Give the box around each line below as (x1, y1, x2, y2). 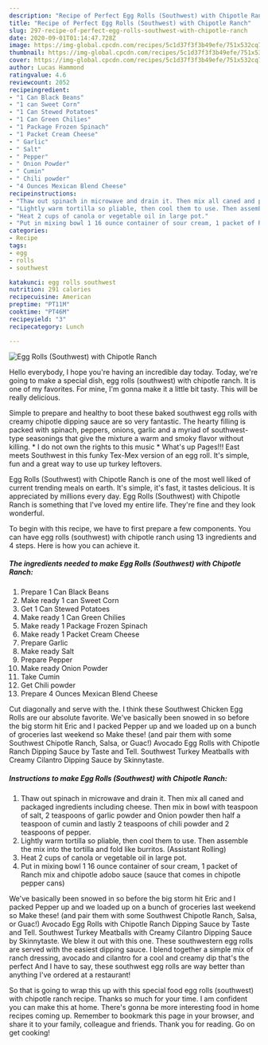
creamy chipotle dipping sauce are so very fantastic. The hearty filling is (9, 416, 246, 426)
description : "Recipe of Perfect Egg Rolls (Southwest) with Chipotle (9, 11, 248, 20)
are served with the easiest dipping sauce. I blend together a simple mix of (9, 944, 254, 954)
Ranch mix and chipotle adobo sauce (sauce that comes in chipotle (20, 870, 241, 880)
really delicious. (9, 392, 60, 402)
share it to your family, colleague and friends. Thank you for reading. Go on (9, 1019, 255, 1029)
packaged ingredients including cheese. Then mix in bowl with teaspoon (20, 802, 258, 812)
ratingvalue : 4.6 (9, 71, 67, 79)
